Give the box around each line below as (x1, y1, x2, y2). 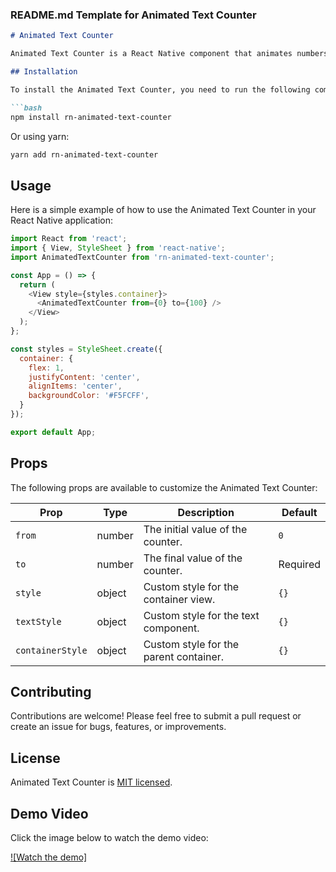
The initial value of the (143, 522, 248, 536)
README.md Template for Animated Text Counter (10, 8, 257, 22)
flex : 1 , (28, 363, 65, 373)
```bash (10, 103, 43, 113)
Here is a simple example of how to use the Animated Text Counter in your (10, 204, 317, 216)
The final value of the (143, 551, 243, 565)
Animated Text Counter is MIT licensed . (10, 776, 173, 788)
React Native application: (10, 214, 114, 227)
